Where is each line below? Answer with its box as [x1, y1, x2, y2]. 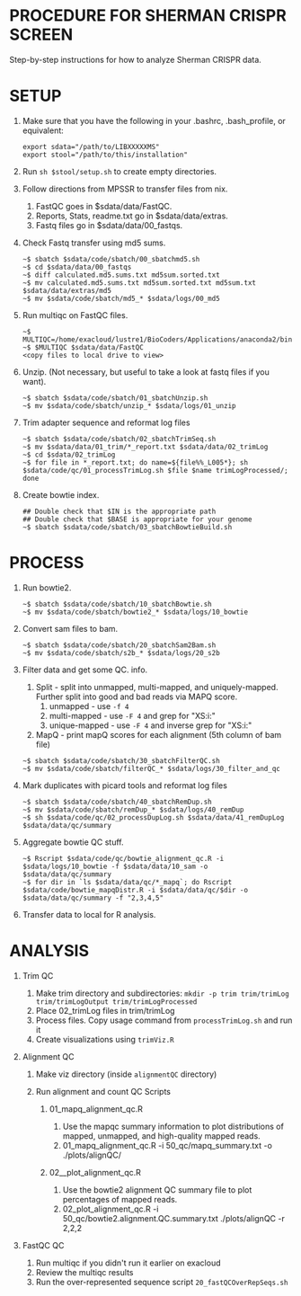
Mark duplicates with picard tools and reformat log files [22, 779, 227, 791]
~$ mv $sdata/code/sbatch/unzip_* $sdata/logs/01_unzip [22, 401, 236, 410]
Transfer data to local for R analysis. [22, 909, 156, 919]
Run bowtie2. [22, 581, 72, 593]
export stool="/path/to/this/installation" [22, 150, 189, 159]
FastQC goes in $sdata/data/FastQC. [35, 200, 173, 211]
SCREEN [9, 24, 74, 45]
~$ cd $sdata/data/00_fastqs [22, 262, 132, 271]
